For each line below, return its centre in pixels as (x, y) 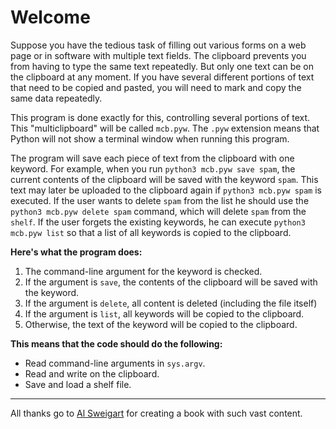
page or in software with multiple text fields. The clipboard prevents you (158, 55)
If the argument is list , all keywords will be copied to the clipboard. (164, 313)
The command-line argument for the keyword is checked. (143, 271)
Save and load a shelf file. (78, 384)
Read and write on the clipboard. (92, 373)
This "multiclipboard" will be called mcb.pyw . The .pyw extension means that (165, 128)
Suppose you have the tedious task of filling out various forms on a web (158, 45)
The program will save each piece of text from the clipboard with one (152, 158)
